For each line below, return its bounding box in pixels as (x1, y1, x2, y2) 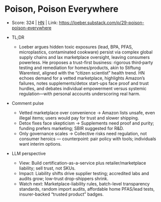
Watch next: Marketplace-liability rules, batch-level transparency (19, 180, 150, 187)
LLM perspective (11, 151, 46, 156)
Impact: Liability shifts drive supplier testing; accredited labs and (19, 170, 149, 176)
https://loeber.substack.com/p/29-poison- (59, 20, 144, 25)
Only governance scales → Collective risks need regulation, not (19, 130, 147, 136)
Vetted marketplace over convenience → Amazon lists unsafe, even (19, 109, 155, 116)
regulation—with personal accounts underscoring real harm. (19, 91, 140, 97)
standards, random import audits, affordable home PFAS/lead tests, (19, 186, 155, 192)
